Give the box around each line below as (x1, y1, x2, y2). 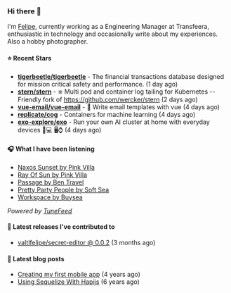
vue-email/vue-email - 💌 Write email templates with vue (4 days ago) (17, 102, 220, 111)
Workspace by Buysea (17, 193, 83, 201)
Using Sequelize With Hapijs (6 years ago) (17, 278, 140, 286)
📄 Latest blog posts (7, 254, 65, 263)
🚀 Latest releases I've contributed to (7, 223, 115, 231)
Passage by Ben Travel (17, 177, 84, 186)
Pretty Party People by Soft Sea (17, 185, 110, 194)
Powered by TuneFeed (7, 206, 72, 215)
